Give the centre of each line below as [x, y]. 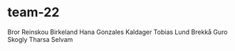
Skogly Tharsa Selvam [40, 39]
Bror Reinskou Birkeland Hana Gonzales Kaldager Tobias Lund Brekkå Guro [117, 32]
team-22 [33, 12]
